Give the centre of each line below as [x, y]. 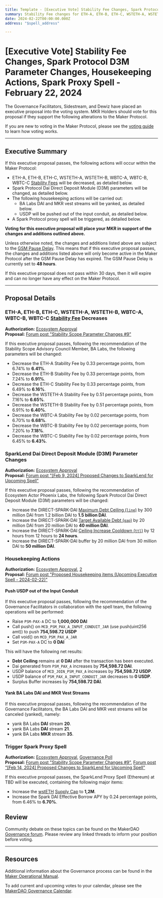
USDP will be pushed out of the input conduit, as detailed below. [83, 214]
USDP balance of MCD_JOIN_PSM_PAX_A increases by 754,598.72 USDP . [82, 671]
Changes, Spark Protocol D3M [67, 62]
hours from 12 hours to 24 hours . [45, 535]
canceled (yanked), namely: [33, 714]
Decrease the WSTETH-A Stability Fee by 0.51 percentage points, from [83, 394]
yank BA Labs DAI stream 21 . [41, 728]
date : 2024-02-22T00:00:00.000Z [38, 19]
